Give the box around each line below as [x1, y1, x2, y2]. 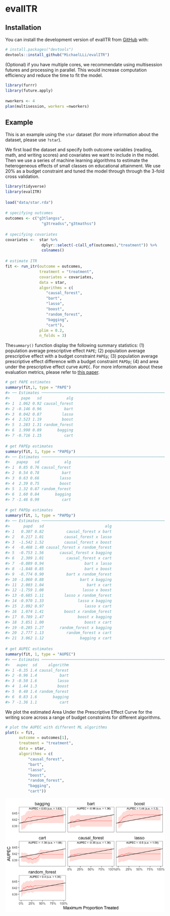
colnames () [41, 248, 65, 253]
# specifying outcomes [5, 210, 53, 215]
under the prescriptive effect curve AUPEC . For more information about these [5, 364, 163, 370]
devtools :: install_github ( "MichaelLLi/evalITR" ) [5, 52, 110, 57]
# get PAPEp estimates [5, 444, 53, 449]
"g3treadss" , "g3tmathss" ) [41, 221, 96, 227]
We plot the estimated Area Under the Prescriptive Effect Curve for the [5, 709, 153, 715]
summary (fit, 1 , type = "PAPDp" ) [5, 513, 76, 518]
